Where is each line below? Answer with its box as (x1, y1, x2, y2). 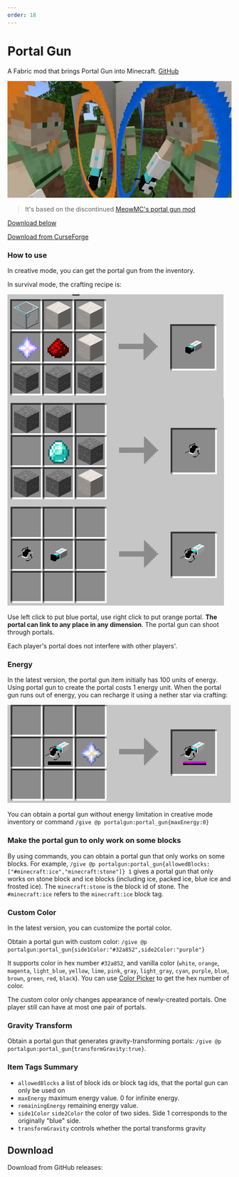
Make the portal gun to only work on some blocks (7, 836, 181, 846)
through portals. (7, 628, 55, 637)
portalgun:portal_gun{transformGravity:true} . (7, 1044, 147, 1053)
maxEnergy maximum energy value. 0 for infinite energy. (17, 1094, 180, 1102)
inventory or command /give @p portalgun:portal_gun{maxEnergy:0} (7, 818, 210, 826)
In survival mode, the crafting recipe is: (7, 280, 122, 289)
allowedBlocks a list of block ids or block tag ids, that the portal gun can (17, 1078, 228, 1087)
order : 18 (7, 11, 37, 19)
